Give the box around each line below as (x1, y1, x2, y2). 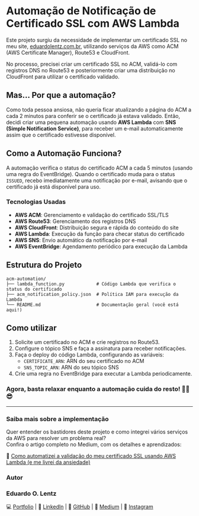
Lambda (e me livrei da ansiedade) (6, 458, 91, 466)
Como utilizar (6, 323, 57, 333)
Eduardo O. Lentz (6, 489, 57, 498)
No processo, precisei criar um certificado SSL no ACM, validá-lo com (6, 60, 178, 68)
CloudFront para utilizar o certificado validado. (6, 73, 120, 80)
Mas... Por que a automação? (6, 90, 117, 100)
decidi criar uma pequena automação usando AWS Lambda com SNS (6, 119, 176, 126)
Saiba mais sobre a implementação (6, 415, 109, 423)
